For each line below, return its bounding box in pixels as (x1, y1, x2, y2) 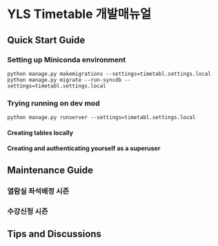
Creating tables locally (7, 128, 74, 136)
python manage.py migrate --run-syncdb (7, 76, 122, 83)
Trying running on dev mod (7, 98, 100, 107)
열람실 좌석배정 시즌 (7, 186, 70, 196)
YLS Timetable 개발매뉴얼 (7, 6, 152, 22)
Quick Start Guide (7, 34, 86, 45)
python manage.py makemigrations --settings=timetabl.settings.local (7, 70, 212, 77)
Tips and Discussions (7, 228, 102, 240)
